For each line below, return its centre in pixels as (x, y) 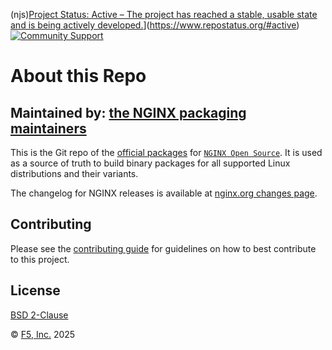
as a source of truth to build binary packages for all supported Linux (150, 163)
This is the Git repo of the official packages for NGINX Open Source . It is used (166, 152)
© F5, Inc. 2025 (43, 334)
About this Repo (78, 76)
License (35, 290)
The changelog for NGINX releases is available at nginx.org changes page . (164, 193)
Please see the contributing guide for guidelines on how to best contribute (163, 248)
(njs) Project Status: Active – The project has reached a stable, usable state (164, 14)
